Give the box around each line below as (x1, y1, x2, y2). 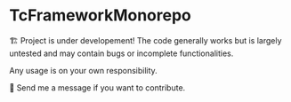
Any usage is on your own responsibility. (9, 65, 158, 75)
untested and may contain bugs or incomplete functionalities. (9, 48, 234, 59)
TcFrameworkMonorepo (9, 5, 191, 26)
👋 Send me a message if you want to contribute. (9, 82, 186, 93)
